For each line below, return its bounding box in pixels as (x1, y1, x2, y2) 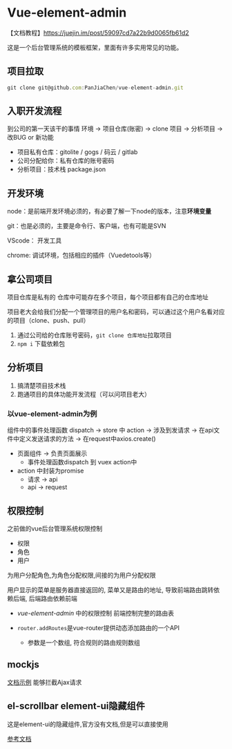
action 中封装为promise (17, 466, 84, 475)
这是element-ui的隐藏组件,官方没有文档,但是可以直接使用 (7, 720, 168, 728)
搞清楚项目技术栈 (17, 381, 66, 390)
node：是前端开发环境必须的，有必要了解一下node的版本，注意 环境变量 (7, 207, 212, 216)
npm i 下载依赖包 (17, 340, 66, 348)
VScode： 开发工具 (7, 236, 62, 245)
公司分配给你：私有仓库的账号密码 (17, 157, 115, 165)
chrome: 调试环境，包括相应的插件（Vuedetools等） (7, 251, 155, 260)
